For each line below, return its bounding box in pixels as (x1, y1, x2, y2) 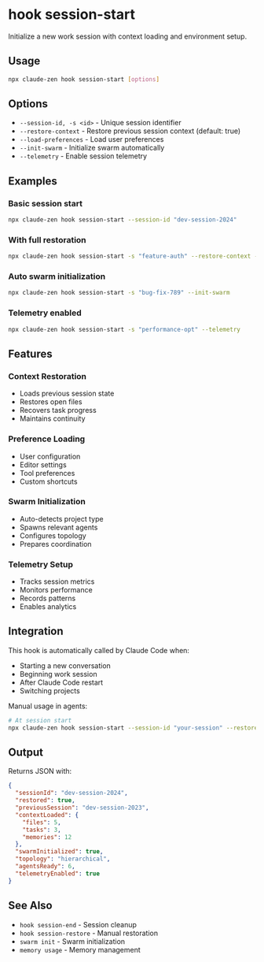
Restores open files (19, 397, 82, 407)
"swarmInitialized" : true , (15, 848, 104, 856)
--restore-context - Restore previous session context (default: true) (19, 126, 241, 136)
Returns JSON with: (8, 767, 72, 776)
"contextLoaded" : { (15, 811, 79, 819)
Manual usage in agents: (8, 701, 88, 711)
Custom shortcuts (19, 477, 78, 486)
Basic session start (8, 198, 82, 209)
